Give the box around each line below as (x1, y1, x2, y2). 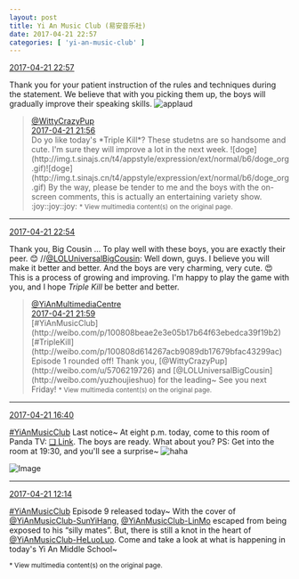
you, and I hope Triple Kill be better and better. (9, 281, 180, 292)
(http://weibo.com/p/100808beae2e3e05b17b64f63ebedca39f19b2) (30, 327, 282, 338)
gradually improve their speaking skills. (9, 99, 153, 110)
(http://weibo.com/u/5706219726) (30, 365, 156, 376)
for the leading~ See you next (158, 375, 267, 386)
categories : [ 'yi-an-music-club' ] (9, 37, 145, 47)
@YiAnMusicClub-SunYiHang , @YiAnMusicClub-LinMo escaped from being (9, 516, 287, 526)
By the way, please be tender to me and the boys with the (48, 182, 260, 192)
